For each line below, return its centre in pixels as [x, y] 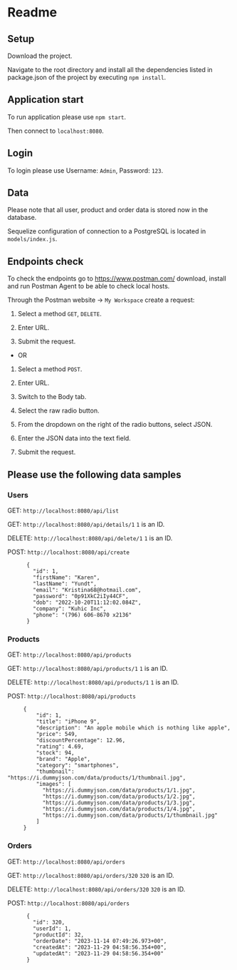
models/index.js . [32, 239]
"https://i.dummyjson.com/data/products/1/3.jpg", [119, 803]
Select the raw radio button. [58, 410]
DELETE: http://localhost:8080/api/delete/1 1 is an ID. [90, 538]
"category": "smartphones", [78, 766]
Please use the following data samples [94, 474]
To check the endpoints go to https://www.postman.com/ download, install [117, 278]
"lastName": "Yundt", [65, 583]
